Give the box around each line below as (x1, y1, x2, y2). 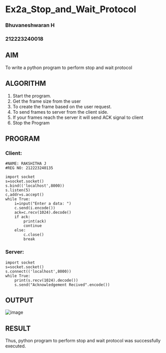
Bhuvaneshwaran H (5, 22, 55, 29)
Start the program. (12, 92, 52, 99)
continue (23, 223, 42, 229)
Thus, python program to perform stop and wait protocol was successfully (5, 338, 161, 344)
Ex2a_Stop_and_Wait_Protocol (5, 4, 137, 15)
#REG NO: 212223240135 (5, 166, 53, 171)
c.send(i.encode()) (14, 206, 56, 211)
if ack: (14, 214, 30, 219)
